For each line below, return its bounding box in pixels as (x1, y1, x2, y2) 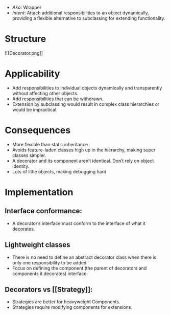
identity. (12, 163, 30, 169)
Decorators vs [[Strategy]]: (5, 285, 93, 294)
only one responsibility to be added (12, 259, 87, 265)
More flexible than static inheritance (12, 141, 88, 147)
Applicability (5, 68, 60, 80)
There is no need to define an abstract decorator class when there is (12, 254, 157, 260)
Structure (5, 33, 46, 45)
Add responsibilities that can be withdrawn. (12, 96, 104, 102)
